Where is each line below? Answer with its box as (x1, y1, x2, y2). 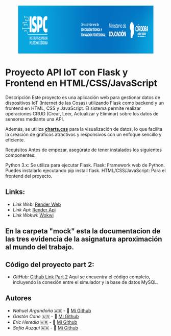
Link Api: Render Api (12, 206, 56, 212)
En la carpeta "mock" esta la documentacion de (5, 227, 161, 235)
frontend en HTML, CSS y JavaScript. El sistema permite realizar (5, 105, 141, 111)
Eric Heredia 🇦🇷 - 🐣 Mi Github (12, 319, 78, 325)
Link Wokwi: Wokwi (12, 212, 54, 218)
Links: (5, 187, 26, 197)
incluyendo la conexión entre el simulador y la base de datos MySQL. (12, 279, 158, 285)
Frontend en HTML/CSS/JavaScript (5, 78, 157, 89)
